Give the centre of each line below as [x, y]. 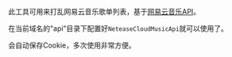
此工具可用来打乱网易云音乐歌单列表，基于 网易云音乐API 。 [104, 11]
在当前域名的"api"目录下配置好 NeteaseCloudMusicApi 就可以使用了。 [118, 28]
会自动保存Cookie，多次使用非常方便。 [72, 45]
